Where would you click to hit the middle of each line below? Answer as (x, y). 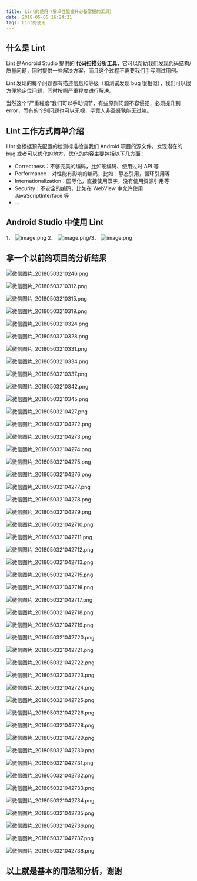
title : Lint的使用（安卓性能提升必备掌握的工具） (60, 12)
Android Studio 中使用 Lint (55, 222)
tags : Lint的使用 (26, 22)
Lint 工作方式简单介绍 (45, 131)
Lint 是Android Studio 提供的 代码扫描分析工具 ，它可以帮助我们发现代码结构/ (99, 63)
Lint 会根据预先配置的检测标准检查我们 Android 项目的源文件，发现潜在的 (94, 146)
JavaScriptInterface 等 (42, 196)
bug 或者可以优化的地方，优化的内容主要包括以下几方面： (76, 154)
